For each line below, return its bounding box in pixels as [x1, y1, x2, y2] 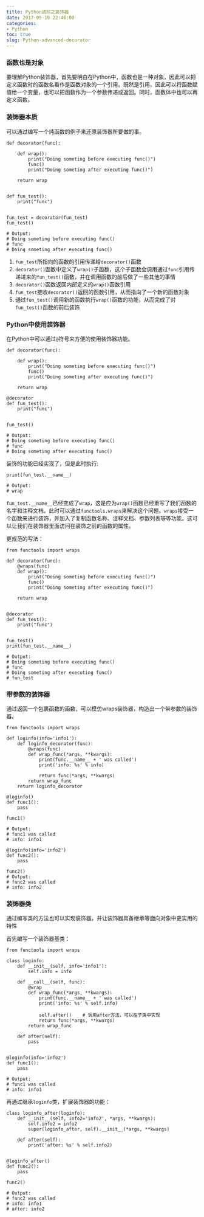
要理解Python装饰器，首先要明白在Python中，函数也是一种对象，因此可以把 [6, 74, 196, 81]
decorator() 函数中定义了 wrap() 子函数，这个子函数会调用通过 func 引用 [15, 265, 190, 272]
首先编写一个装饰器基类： [6, 935, 70, 943]
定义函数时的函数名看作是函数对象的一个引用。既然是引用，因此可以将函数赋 [6, 81, 198, 88]
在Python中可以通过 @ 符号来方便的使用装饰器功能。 [6, 335, 134, 342]
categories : [6, 20, 36, 26]
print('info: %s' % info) [38, 762, 104, 768]
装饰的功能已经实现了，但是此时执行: [6, 460, 99, 467]
